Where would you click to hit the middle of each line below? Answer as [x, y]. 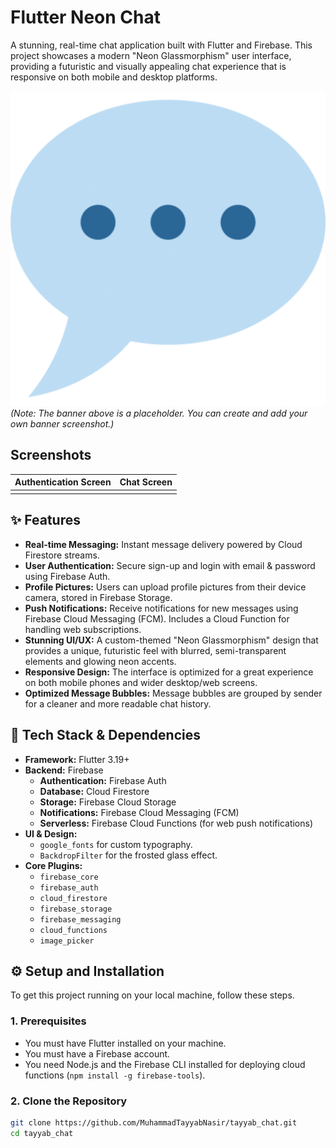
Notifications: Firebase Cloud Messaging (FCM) [139, 812]
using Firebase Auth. [67, 576]
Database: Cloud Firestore [94, 791]
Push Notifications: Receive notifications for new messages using [161, 608]
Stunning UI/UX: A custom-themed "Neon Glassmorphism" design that [171, 640]
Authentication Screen [63, 482]
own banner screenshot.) [62, 423]
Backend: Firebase [64, 770]
